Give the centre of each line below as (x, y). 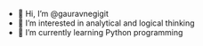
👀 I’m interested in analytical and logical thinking (106, 23)
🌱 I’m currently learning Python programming (100, 32)
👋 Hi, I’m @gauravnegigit (63, 14)
